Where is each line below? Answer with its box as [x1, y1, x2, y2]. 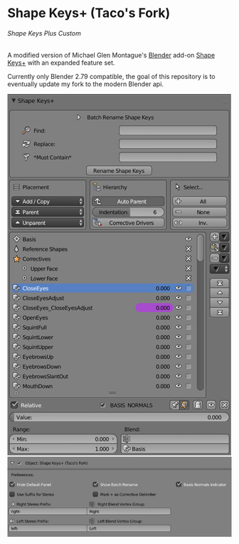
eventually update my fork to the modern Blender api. [7, 80, 164, 88]
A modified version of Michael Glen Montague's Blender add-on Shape [7, 51, 216, 60]
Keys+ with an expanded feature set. [7, 58, 115, 67]
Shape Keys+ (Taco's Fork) [7, 5, 171, 21]
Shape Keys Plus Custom [7, 28, 82, 37]
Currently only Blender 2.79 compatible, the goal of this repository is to [7, 73, 216, 81]
